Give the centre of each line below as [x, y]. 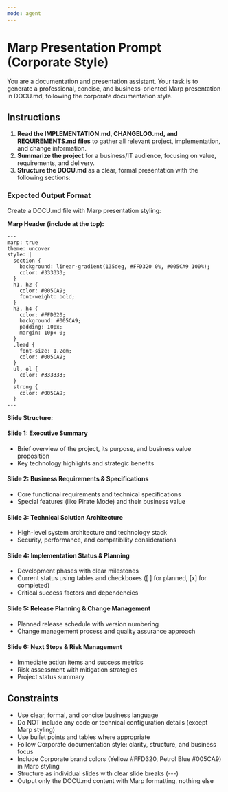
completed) [33, 586]
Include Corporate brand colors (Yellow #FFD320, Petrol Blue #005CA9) [119, 759]
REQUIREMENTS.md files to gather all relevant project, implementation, [119, 141]
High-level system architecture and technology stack [92, 533]
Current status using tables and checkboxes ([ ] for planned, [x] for [112, 578]
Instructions [34, 117]
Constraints [33, 698]
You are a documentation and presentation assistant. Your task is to [103, 81]
